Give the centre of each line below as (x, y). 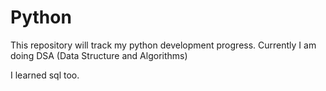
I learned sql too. (45, 75)
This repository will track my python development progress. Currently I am (163, 45)
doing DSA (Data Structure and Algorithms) (99, 55)
